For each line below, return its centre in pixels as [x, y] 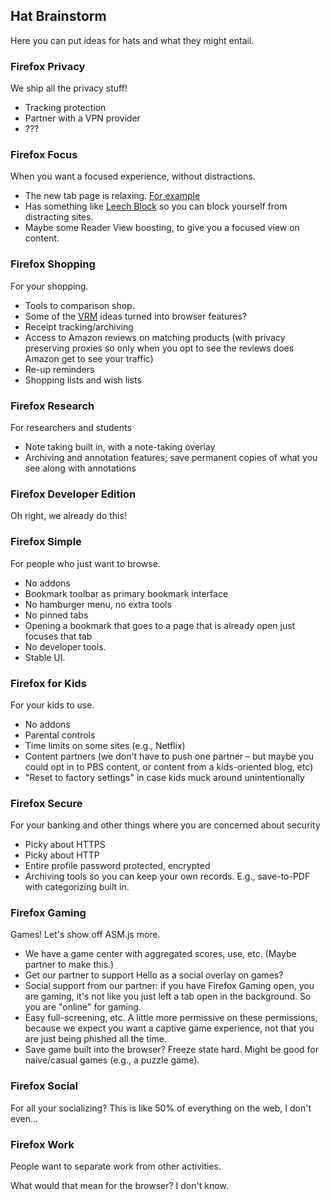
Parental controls [60, 735]
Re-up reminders [59, 369]
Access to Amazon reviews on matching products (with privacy [155, 337]
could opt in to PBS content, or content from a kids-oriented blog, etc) [169, 766]
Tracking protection [65, 108]
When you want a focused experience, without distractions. [133, 176]
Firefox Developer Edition [73, 494]
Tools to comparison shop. [79, 305]
